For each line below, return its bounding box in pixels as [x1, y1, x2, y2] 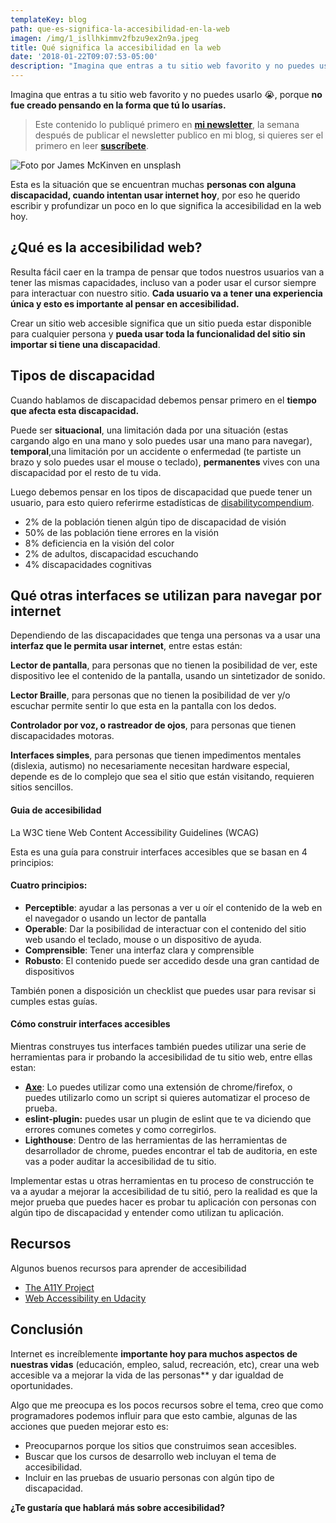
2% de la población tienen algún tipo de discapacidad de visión [24, 516, 287, 528]
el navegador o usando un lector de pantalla [24, 912, 207, 924]
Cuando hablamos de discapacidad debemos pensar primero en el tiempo [10, 394, 317, 406]
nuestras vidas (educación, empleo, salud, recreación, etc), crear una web [10, 1358, 320, 1370]
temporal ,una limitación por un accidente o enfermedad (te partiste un [10, 445, 302, 457]
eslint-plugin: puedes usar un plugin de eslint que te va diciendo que [24, 1113, 312, 1125]
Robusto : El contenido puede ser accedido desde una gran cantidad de [24, 954, 320, 966]
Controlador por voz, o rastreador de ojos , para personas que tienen [10, 719, 297, 731]
